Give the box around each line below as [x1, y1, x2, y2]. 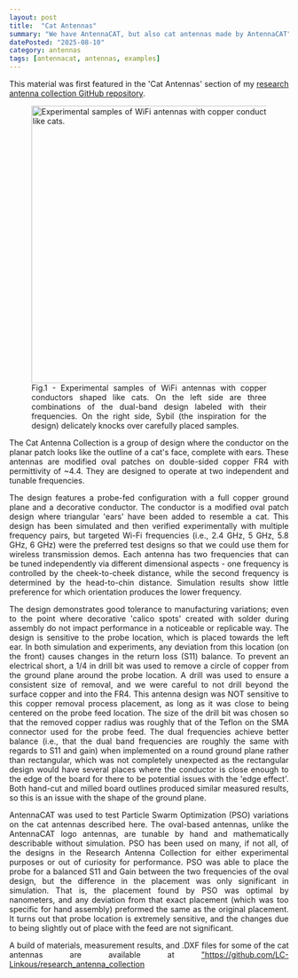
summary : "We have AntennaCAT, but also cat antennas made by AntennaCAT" [9, 29, 292, 38]
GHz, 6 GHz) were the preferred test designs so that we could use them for [9, 540, 289, 550]
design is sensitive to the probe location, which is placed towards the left [9, 632, 289, 643]
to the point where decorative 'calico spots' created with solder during [9, 613, 289, 624]
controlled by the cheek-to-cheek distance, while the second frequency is [9, 568, 289, 578]
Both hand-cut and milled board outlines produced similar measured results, [9, 783, 289, 793]
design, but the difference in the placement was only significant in [9, 876, 289, 886]
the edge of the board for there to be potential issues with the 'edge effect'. [9, 774, 289, 784]
